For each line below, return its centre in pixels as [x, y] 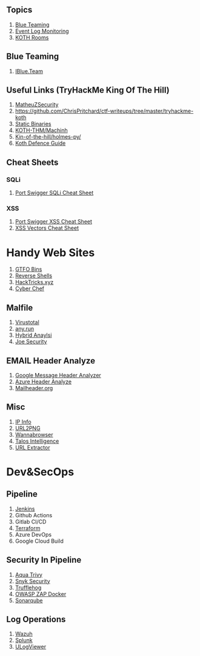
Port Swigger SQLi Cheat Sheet [54, 193]
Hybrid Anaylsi [33, 335]
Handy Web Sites [51, 252]
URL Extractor [32, 447]
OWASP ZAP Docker [41, 594]
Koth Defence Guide [40, 143]
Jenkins [25, 509]
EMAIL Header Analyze [51, 361]
